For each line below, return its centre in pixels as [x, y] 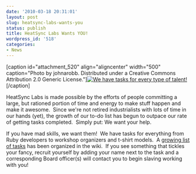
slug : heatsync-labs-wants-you [45, 22]
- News [14, 50]
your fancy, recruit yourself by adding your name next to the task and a [92, 152]
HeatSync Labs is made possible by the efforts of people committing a [92, 97]
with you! [17, 165]
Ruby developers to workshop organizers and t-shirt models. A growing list [98, 140]
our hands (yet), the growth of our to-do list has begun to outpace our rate [97, 116]
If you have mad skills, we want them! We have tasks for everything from [95, 133]
